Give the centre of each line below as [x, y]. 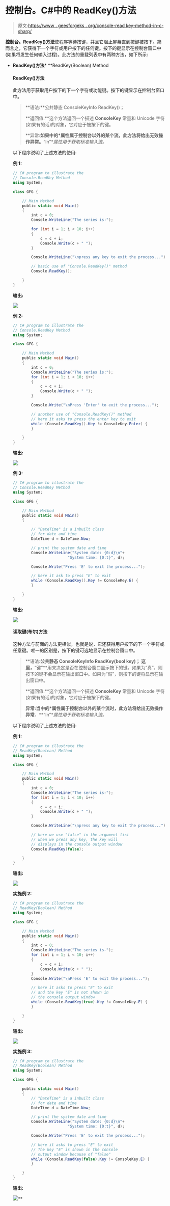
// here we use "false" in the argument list [80, 835]
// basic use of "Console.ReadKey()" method [79, 266]
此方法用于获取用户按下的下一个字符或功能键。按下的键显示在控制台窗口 [88, 90]
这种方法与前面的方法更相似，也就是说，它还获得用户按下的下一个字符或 [88, 644]
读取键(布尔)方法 [30, 632]
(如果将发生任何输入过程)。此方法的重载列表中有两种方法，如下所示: [77, 54]
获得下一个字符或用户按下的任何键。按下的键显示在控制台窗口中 [94, 48]
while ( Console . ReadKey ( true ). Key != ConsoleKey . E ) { [89, 1002]
